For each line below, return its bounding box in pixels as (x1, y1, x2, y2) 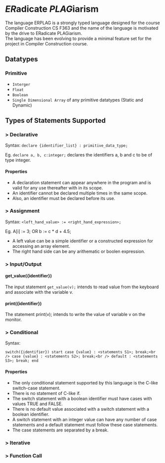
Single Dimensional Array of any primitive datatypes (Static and (12, 97, 143, 103)
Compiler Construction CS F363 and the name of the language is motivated (5, 25, 159, 31)
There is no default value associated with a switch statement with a (12, 406, 150, 412)
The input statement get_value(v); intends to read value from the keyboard (5, 284, 159, 290)
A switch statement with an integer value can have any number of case (12, 416, 157, 423)
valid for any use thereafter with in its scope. (12, 185, 103, 191)
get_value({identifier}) (5, 273, 52, 279)
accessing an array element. (12, 243, 70, 249)
